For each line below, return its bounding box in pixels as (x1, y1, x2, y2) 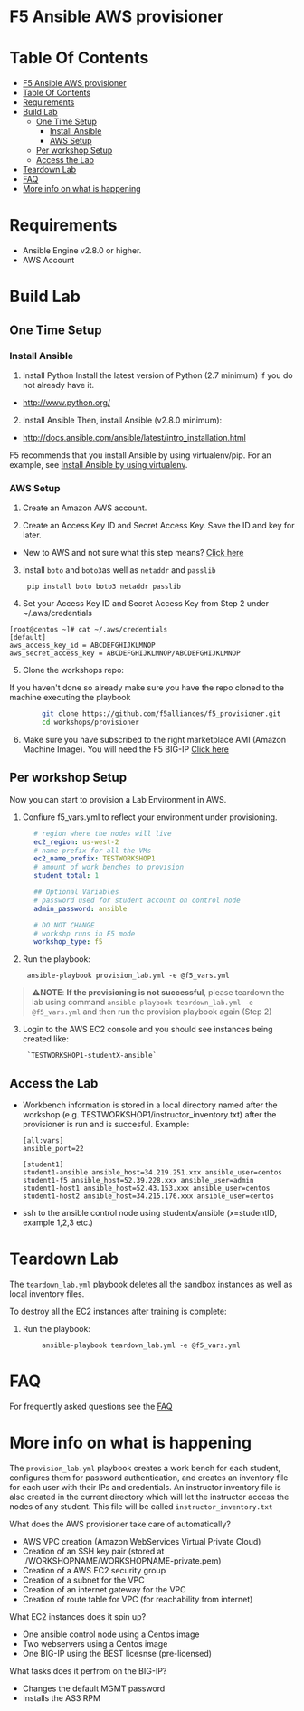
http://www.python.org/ (22, 396, 111, 408)
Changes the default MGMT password (22, 1683, 166, 1694)
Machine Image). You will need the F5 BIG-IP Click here (22, 744, 229, 755)
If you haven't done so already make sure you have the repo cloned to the (9, 682, 285, 693)
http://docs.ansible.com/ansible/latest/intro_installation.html (22, 432, 246, 442)
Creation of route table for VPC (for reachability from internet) (22, 1593, 253, 1604)
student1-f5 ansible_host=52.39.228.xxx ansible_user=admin (22, 1176, 254, 1185)
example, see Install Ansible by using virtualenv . (9, 459, 188, 470)
